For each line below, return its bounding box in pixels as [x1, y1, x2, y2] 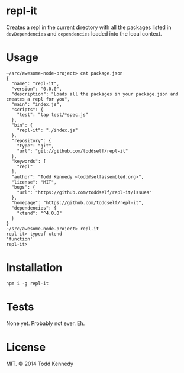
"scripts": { [11, 107, 44, 112]
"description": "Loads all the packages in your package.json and [11, 91, 179, 97]
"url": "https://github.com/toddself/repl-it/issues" [17, 189, 152, 195]
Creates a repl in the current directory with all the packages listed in [6, 24, 172, 31]
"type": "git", [17, 143, 54, 149]
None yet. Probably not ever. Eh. [6, 320, 85, 327]
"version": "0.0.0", [11, 86, 62, 92]
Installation [6, 261, 63, 275]
